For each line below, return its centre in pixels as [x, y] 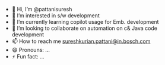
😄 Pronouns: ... [31, 50]
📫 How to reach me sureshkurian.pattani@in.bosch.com [81, 41]
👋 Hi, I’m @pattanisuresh [42, 9]
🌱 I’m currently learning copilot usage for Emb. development [85, 22]
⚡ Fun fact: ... [28, 56]
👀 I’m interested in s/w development [55, 16]
